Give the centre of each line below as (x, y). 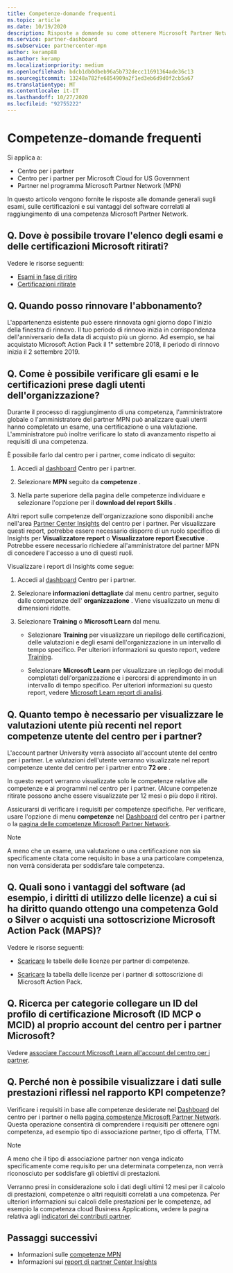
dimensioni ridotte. (44, 608)
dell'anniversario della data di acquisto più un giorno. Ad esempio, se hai (111, 337)
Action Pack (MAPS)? (54, 931)
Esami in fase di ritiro (47, 276)
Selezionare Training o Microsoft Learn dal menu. (89, 622)
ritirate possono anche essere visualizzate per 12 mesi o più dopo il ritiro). (112, 796)
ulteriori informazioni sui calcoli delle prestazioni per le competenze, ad (109, 1202)
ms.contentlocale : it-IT (43, 91)
